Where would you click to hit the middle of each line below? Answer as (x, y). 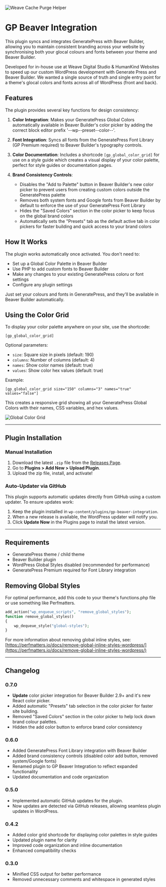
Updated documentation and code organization (60, 777)
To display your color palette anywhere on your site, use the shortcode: (78, 327)
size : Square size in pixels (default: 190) (53, 355)
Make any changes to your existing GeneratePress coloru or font (78, 274)
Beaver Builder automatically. (35, 299)
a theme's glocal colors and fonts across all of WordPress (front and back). (82, 82)
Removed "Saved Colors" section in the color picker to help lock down (84, 717)
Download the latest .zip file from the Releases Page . (67, 463)
